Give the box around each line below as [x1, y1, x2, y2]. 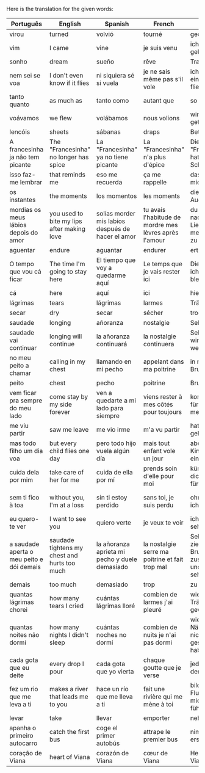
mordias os [9, 206, 41, 214]
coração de [9, 749, 43, 757]
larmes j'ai [143, 598, 173, 606]
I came [49, 44, 69, 52]
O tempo [9, 259, 35, 268]
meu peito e [9, 555, 44, 564]
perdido [96, 501, 119, 509]
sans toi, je [143, 493, 174, 501]
